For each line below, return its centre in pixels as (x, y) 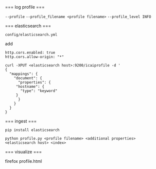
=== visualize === (24, 152)
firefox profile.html (24, 161)
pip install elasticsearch (32, 130)
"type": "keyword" (39, 91)
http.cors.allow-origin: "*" (35, 57)
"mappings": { (24, 74)
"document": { (28, 78)
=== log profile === (25, 7)
